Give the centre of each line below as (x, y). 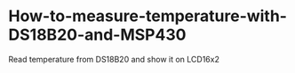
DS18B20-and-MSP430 (97, 35)
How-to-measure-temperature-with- (148, 16)
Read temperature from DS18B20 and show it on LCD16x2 (114, 59)
